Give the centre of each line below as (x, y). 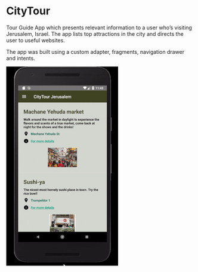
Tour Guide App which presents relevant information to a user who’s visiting (99, 27)
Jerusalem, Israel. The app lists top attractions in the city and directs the (95, 33)
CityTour (28, 11)
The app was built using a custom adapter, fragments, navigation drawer (95, 51)
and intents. (21, 58)
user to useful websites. (36, 40)
